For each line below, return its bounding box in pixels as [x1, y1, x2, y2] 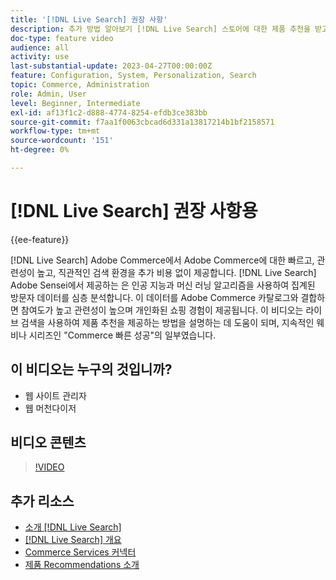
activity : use [10, 52, 70, 62]
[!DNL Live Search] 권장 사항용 [10, 200, 258, 223]
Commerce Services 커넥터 [24, 546, 137, 558]
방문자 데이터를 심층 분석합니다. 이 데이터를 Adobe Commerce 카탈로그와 [10, 291, 299, 303]
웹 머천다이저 [24, 402, 77, 414]
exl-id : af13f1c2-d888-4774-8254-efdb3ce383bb [10, 107, 208, 118]
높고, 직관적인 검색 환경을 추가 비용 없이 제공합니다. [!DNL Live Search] [36, 266, 317, 278]
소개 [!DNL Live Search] [24, 521, 122, 533]
